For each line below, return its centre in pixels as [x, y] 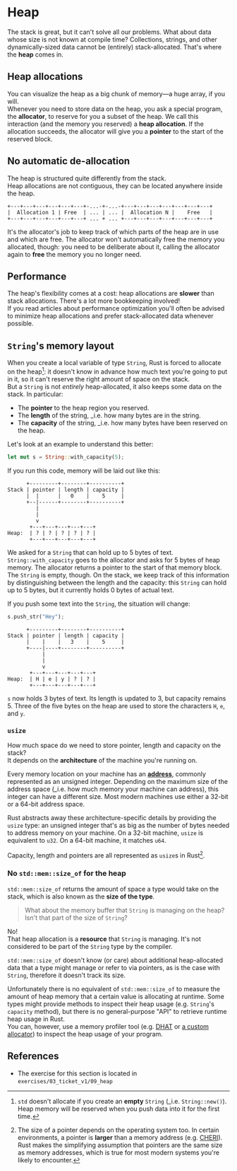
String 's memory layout [61, 346]
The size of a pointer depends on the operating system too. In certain [119, 1130]
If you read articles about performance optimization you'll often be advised [116, 308]
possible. [20, 323]
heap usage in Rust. [36, 1019]
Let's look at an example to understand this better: [80, 444]
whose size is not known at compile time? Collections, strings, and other [112, 39]
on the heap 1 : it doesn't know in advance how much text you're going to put [117, 371]
